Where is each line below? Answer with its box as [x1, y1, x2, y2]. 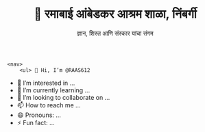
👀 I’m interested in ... [16, 79, 75, 87]
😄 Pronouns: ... [16, 111, 62, 119]
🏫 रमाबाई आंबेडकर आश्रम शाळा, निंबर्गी [34, 6, 197, 22]
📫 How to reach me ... [16, 101, 81, 109]
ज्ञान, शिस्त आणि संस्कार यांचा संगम [76, 29, 154, 37]
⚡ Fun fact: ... [16, 118, 55, 127]
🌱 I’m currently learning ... [16, 85, 91, 94]
